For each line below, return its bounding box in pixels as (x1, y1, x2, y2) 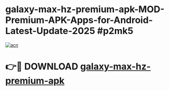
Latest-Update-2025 (5, 25, 96, 37)
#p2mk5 (97, 25, 134, 37)
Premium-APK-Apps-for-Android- (5, 14, 153, 26)
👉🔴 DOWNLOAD (5, 61, 78, 72)
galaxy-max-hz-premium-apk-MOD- (5, 4, 165, 15)
